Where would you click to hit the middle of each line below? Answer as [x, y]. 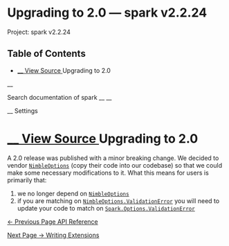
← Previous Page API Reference [53, 221]
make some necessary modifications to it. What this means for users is [108, 173]
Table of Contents [47, 54]
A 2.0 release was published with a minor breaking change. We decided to [113, 158]
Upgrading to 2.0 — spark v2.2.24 [107, 13]
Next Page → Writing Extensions [53, 235]
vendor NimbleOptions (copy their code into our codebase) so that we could [115, 165]
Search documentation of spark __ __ [59, 97]
